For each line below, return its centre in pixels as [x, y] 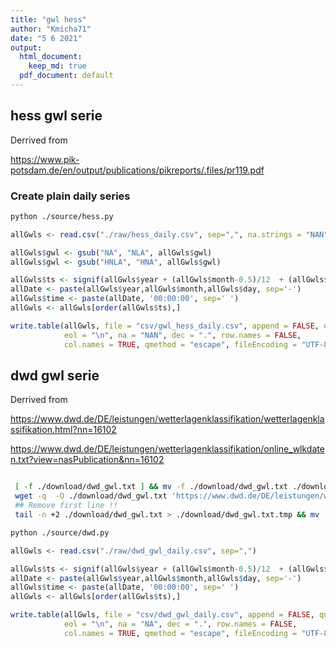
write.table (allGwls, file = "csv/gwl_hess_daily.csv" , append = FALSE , [165, 326]
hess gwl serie [56, 116]
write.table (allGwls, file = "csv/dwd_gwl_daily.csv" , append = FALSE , [162, 615]
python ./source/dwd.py [60, 532]
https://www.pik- [45, 159]
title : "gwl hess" [48, 19]
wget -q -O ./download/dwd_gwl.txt [91, 496]
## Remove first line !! [66, 506]
